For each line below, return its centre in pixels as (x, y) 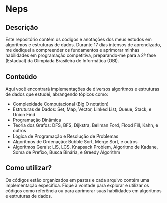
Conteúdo (21, 77)
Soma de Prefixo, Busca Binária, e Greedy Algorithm (66, 152)
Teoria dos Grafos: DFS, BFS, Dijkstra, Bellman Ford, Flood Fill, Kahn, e (86, 125)
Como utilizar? (28, 168)
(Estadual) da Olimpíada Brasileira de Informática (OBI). (62, 61)
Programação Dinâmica (37, 120)
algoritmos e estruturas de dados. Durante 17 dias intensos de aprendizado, (83, 45)
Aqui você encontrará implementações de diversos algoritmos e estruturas (82, 89)
